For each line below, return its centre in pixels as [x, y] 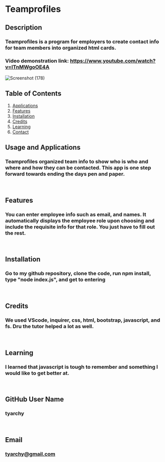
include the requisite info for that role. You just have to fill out [80, 227]
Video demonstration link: [37, 61]
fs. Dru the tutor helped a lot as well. [50, 326]
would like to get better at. [37, 373]
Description [24, 28]
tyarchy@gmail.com [30, 454]
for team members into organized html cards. [61, 48]
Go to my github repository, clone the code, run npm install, [78, 274]
